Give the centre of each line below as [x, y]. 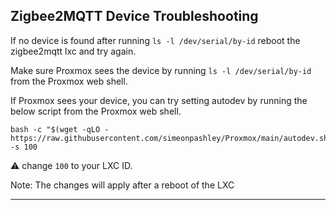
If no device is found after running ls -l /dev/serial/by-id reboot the [155, 40]
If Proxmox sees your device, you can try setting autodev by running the [159, 100]
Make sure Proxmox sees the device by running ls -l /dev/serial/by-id [161, 70]
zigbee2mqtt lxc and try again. [73, 51]
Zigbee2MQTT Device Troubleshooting [134, 16]
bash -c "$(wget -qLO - [60, 129]
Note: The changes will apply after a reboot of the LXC [122, 185]
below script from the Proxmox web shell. [96, 111]
